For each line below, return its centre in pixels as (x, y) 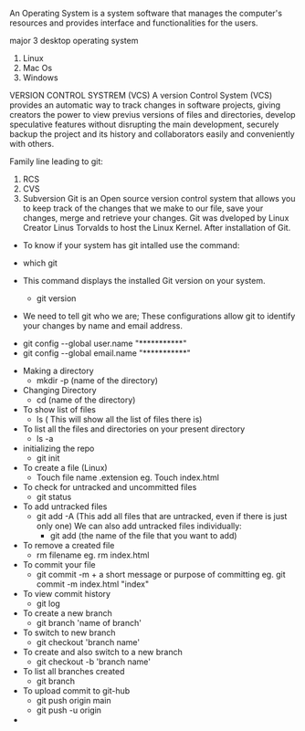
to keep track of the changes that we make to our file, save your (143, 208)
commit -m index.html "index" (93, 584)
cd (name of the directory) (86, 400)
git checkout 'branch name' (88, 642)
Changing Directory (60, 390)
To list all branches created (74, 671)
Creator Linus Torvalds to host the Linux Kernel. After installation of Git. (157, 228)
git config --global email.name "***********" (106, 353)
